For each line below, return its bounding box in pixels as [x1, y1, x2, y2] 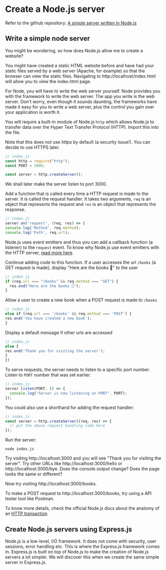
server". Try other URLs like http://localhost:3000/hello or [5, 461, 122, 467]
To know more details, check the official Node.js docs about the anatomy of [5, 505, 160, 511]
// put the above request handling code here [9, 423, 106, 428]
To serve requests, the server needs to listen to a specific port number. [5, 367, 150, 373]
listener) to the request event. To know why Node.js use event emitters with [5, 244, 160, 250]
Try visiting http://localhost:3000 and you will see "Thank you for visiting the [5, 455, 162, 461]
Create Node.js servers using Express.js [5, 525, 132, 533]
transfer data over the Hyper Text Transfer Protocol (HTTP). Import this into [5, 124, 159, 130]
